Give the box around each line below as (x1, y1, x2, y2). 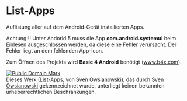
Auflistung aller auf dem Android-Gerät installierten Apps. (6, 23, 145, 30)
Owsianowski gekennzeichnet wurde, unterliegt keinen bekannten (6, 82, 165, 89)
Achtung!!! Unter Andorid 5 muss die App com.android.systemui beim (6, 34, 176, 41)
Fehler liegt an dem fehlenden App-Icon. (6, 47, 103, 54)
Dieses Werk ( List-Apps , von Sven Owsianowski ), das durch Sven (6, 76, 164, 83)
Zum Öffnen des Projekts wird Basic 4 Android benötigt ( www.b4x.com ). (6, 58, 182, 65)
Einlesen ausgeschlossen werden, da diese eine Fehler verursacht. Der (6, 41, 177, 48)
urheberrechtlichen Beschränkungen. (6, 88, 96, 95)
